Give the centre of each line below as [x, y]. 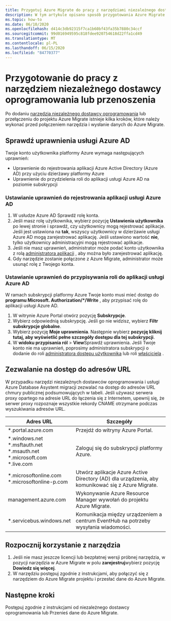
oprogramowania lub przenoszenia [81, 100]
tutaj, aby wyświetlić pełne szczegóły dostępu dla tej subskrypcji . [84, 337]
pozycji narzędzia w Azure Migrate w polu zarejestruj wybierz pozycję [86, 563]
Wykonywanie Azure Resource [112, 493]
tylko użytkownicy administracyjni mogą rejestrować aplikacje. [78, 242]
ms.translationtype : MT [31, 39]
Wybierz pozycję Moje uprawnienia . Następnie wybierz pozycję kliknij [87, 332]
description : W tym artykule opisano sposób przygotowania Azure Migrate [85, 15]
